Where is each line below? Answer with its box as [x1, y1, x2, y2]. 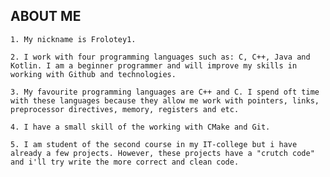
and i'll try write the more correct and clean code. [10, 157, 240, 167]
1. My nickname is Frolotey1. [10, 34, 137, 44]
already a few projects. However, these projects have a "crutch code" [10, 148, 315, 158]
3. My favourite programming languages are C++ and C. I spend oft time [10, 87, 320, 97]
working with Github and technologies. [10, 69, 177, 79]
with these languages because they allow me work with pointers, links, [10, 95, 320, 106]
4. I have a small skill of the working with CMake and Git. [10, 122, 271, 132]
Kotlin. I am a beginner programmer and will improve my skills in [10, 60, 298, 71]
